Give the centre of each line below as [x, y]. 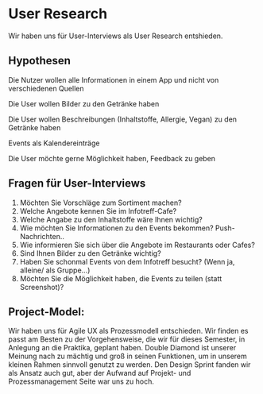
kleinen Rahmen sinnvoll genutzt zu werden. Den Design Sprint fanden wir [130, 365]
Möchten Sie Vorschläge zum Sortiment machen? [101, 203]
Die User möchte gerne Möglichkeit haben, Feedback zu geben [112, 158]
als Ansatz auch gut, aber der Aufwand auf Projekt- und [100, 373]
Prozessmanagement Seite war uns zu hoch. [81, 381]
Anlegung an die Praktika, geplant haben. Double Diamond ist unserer [122, 348]
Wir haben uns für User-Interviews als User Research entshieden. [116, 36]
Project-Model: [46, 312]
